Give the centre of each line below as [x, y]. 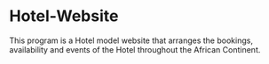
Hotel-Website [64, 16]
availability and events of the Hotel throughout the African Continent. [135, 49]
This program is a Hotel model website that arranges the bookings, [131, 40]
